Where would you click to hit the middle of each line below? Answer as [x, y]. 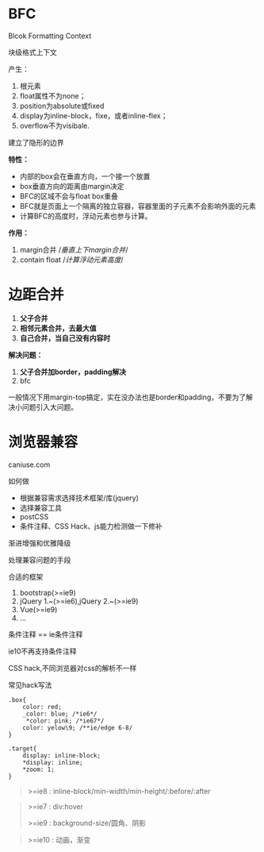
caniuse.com [29, 465]
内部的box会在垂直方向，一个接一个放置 [85, 176]
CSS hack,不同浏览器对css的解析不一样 [73, 668]
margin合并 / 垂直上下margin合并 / [74, 249]
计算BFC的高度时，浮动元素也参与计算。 [86, 216]
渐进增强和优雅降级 [40, 543]
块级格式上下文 [33, 52]
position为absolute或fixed [62, 106]
